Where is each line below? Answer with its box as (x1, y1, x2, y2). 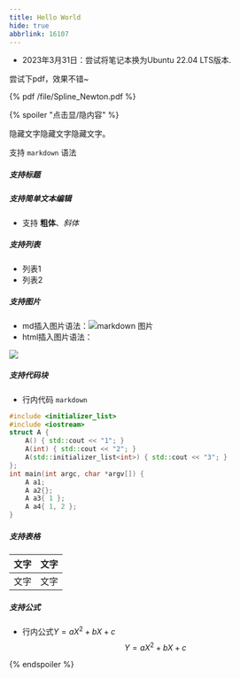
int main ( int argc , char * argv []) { (9, 469, 144, 479)
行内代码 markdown (21, 394, 89, 404)
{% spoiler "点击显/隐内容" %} (9, 110, 120, 121)
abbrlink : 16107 (9, 29, 69, 38)
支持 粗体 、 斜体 (21, 217, 80, 228)
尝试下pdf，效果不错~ (9, 74, 89, 84)
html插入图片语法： (21, 331, 93, 342)
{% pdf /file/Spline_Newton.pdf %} (9, 91, 136, 102)
